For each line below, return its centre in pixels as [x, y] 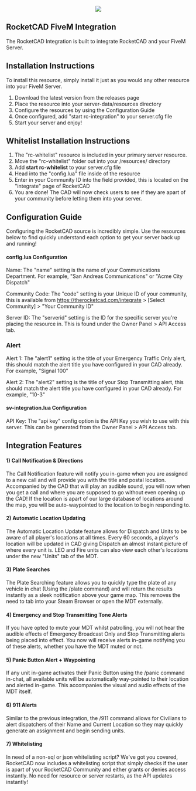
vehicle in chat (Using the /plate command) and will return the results [89, 589]
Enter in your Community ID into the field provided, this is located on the [102, 180]
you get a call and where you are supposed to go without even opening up [96, 492]
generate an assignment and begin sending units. [66, 731]
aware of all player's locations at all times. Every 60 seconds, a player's [92, 537]
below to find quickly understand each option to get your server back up [93, 237]
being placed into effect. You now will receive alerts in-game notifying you [96, 640]
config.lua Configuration [37, 257]
